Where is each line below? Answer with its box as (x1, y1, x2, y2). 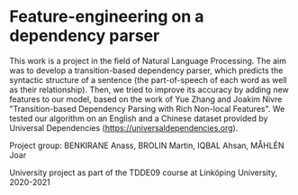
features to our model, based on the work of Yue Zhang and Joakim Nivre (9, 93, 283, 105)
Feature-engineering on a (9, 6, 204, 27)
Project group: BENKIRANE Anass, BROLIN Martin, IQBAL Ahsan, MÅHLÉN (9, 140, 285, 151)
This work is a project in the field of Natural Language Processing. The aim (9, 55, 286, 66)
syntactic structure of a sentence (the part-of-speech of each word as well (9, 74, 287, 85)
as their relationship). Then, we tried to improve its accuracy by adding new (9, 84, 290, 95)
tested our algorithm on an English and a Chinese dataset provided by (9, 113, 268, 124)
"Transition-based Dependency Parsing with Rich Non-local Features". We (9, 103, 285, 114)
